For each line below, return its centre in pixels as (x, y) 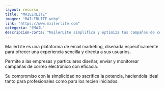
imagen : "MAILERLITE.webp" (33, 19)
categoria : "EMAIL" (25, 28)
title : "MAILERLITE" (26, 14)
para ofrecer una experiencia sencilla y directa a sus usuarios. (68, 52)
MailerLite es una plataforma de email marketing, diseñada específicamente (82, 46)
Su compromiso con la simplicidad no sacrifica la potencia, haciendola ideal (82, 76)
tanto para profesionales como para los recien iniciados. (62, 81)
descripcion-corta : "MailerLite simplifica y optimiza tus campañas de (80, 32)
